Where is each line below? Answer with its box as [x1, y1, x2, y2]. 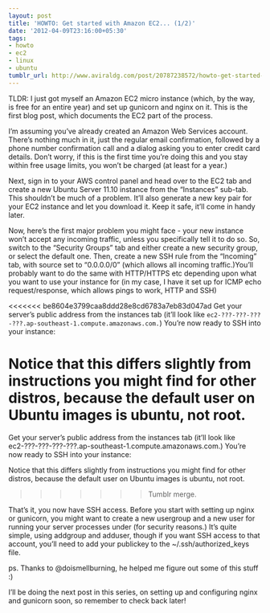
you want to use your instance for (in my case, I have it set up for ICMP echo [8, 276, 262, 286]
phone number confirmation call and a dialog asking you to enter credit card [8, 143, 260, 153]
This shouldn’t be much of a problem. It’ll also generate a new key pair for [8, 193, 252, 202]
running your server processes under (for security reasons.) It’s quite [8, 521, 237, 531]
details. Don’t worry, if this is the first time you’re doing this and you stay [8, 152, 247, 161]
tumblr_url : [8, 72, 48, 80]
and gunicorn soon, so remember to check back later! [8, 595, 186, 605]
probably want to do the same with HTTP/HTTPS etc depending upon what [8, 268, 257, 278]
